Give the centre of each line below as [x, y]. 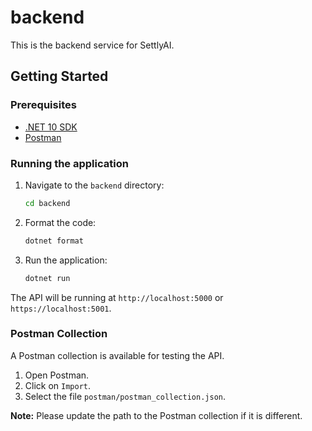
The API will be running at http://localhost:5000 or [117, 297]
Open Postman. [57, 375]
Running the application [69, 163]
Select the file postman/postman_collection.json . [125, 396]
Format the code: [60, 222]
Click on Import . [58, 385]
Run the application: [66, 260]
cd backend [47, 203]
